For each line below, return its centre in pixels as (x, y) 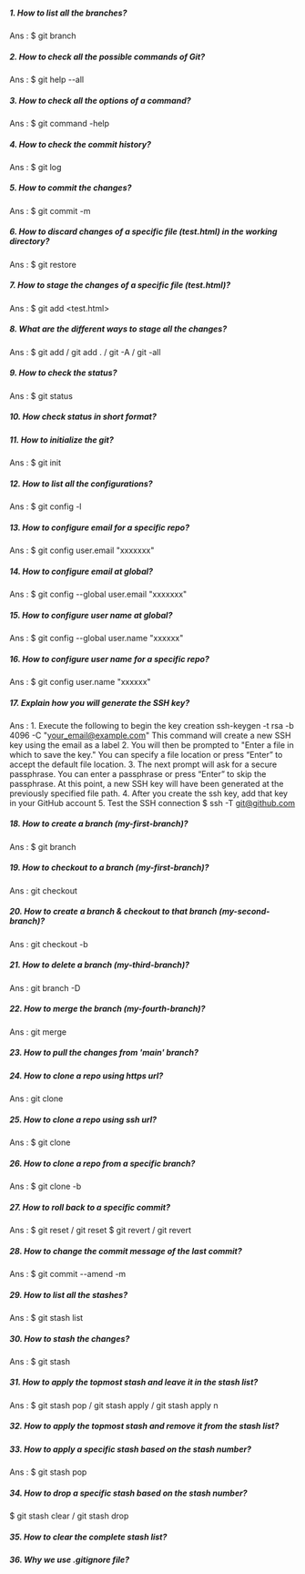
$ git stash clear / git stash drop (69, 1516)
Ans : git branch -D (45, 987)
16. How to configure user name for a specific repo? (109, 659)
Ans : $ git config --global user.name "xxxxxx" (97, 638)
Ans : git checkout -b (49, 944)
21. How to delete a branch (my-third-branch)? (99, 965)
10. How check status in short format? (83, 417)
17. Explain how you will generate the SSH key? (100, 702)
